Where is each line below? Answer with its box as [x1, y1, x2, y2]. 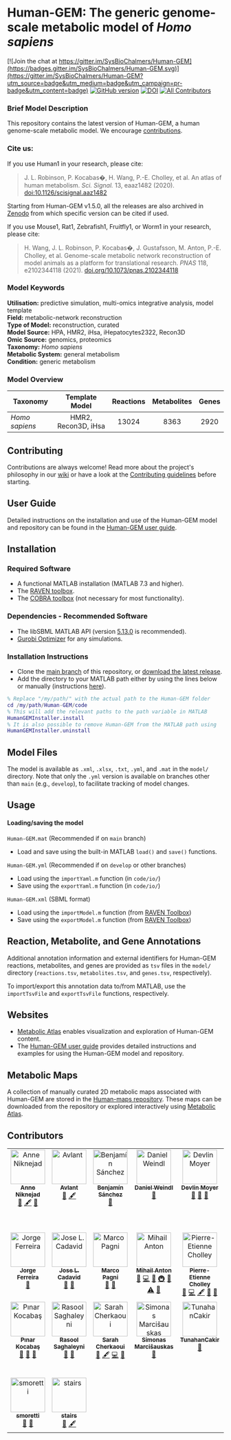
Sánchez [98, 1190, 123, 1198]
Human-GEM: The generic [7, 5, 160, 21]
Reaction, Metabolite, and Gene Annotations [7, 936, 201, 948]
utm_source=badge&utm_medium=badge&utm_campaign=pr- [7, 79, 183, 87]
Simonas [142, 1336, 166, 1343]
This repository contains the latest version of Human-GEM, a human [7, 119, 200, 128]
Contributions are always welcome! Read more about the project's [7, 463, 195, 471]
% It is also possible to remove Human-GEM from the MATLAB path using [7, 721, 217, 728]
